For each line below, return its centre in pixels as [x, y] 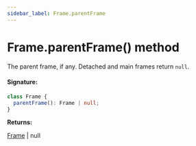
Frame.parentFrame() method [94, 47]
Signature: [22, 82]
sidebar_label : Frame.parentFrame [57, 13]
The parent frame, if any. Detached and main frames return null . [98, 66]
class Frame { [27, 97]
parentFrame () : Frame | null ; [56, 103]
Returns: [20, 122]
